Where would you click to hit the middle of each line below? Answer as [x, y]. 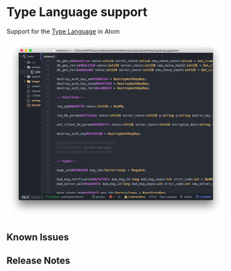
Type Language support [77, 12]
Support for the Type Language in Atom [63, 31]
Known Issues [38, 237]
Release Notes [38, 261]
